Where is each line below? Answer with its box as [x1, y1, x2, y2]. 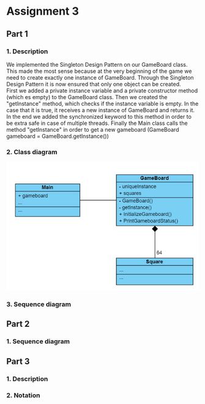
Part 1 [6, 29, 29, 39]
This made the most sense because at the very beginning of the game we [6, 67, 192, 75]
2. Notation [6, 391, 40, 399]
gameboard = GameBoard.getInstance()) [6, 132, 109, 140]
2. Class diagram [6, 148, 58, 156]
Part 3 [6, 356, 30, 367]
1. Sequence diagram [6, 337, 70, 346]
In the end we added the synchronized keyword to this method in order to [6, 113, 192, 120]
